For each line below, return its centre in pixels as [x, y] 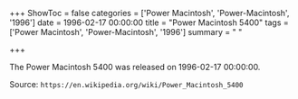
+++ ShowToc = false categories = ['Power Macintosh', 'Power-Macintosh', [149, 13]
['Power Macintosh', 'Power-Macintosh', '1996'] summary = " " [126, 32]
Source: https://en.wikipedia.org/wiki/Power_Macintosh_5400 [126, 84]
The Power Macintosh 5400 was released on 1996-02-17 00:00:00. [135, 67]
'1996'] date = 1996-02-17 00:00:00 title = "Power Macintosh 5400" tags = [149, 22]
